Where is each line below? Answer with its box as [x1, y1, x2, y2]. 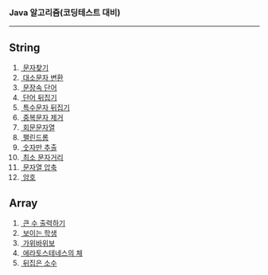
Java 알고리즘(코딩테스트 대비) [9, 6, 121, 18]
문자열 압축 [22, 163, 58, 172]
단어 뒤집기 [22, 93, 58, 103]
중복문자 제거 [22, 113, 64, 123]
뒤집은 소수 [22, 257, 58, 268]
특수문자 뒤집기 [22, 103, 70, 112]
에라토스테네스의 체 [22, 248, 83, 257]
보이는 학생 [22, 228, 58, 238]
